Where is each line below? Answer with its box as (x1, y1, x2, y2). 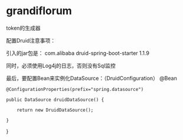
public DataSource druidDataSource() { (6, 96, 104, 103)
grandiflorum (6, 4, 72, 18)
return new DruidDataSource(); (17, 107, 94, 113)
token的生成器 (6, 24, 41, 31)
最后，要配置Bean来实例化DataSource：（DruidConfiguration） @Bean (6, 74, 177, 82)
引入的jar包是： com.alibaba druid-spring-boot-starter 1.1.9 (6, 49, 149, 57)
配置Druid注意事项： (6, 37, 56, 44)
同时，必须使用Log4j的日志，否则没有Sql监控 (6, 62, 116, 69)
